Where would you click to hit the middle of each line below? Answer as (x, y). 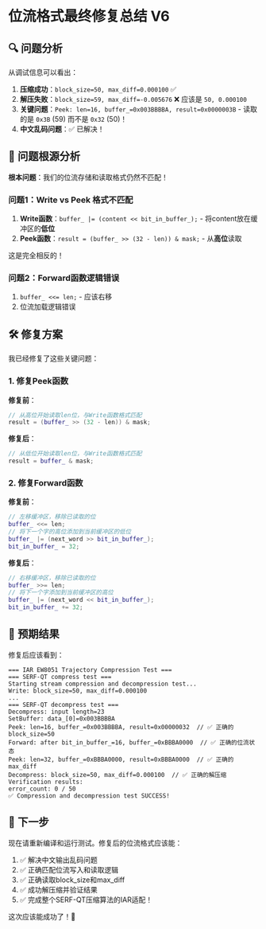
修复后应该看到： (36, 654)
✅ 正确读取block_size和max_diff (72, 880)
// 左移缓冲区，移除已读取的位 (52, 517)
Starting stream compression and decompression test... (102, 684)
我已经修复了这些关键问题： (54, 358)
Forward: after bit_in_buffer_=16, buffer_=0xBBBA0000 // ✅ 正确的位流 (129, 742)
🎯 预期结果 (34, 634)
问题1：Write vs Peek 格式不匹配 (71, 200)
